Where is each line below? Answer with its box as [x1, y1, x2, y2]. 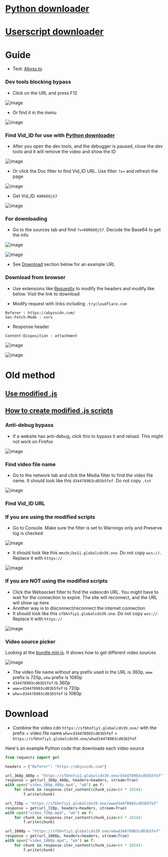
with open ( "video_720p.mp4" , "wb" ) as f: [5, 810, 94, 815]
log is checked [12, 530, 43, 537]
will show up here [12, 600, 49, 606]
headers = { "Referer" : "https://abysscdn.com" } [5, 764, 107, 769]
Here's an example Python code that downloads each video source [5, 745, 144, 751]
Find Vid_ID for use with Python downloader [5, 131, 115, 139]
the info [12, 232, 29, 238]
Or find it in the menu [12, 109, 57, 115]
